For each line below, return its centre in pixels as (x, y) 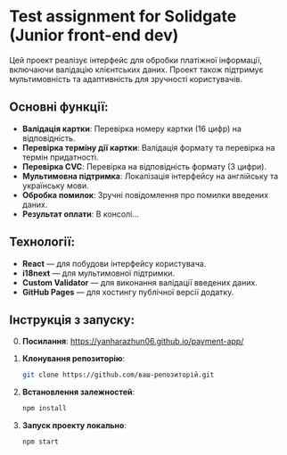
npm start (41, 442)
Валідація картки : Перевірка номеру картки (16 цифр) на (132, 128)
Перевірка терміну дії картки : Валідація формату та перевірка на (148, 147)
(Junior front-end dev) (94, 35)
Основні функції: (59, 108)
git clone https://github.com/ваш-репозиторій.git (118, 375)
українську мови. (55, 186)
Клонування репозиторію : (74, 359)
